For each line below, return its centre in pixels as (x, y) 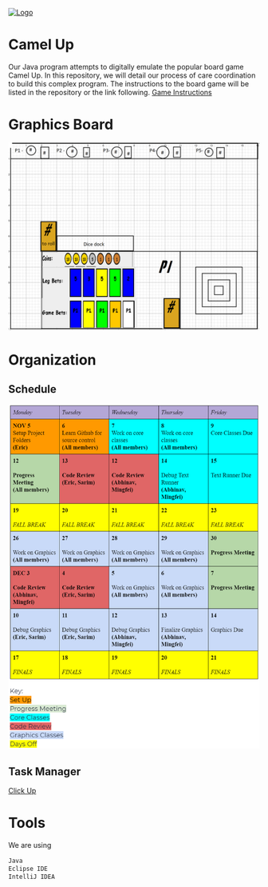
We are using (30, 845)
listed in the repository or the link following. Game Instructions (110, 92)
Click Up (22, 791)
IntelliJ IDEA (32, 877)
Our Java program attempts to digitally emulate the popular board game (126, 66)
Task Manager (45, 771)
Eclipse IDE (28, 869)
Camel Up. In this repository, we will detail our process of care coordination (132, 75)
